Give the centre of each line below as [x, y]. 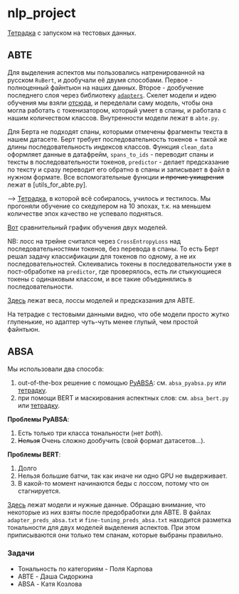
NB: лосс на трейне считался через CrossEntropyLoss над [94, 241]
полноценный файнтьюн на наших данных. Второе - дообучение [106, 88]
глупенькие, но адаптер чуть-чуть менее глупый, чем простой [103, 321]
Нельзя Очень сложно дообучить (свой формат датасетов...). [111, 440]
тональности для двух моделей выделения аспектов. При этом [104, 527]
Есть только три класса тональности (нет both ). [90, 433]
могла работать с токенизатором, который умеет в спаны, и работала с [117, 110]
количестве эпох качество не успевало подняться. [85, 213]
